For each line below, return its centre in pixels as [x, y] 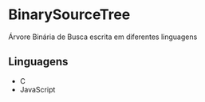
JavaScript [37, 89]
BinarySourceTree [69, 15]
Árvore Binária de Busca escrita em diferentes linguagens [103, 37]
